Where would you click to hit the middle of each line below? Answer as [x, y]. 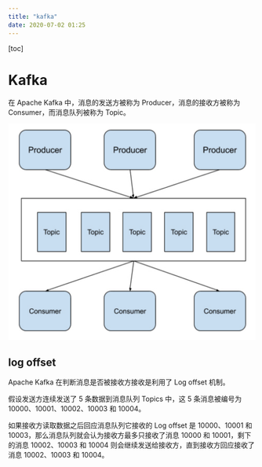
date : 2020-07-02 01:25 [47, 25]
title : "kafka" [33, 17]
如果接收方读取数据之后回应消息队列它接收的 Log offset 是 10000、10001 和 [130, 425]
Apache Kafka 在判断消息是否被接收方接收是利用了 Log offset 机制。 [119, 382]
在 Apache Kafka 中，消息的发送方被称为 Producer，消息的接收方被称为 [124, 103]
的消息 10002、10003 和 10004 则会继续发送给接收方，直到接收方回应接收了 [131, 445]
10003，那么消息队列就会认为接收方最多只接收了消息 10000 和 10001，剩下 [130, 436]
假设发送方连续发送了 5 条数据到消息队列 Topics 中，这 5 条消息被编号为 [125, 399]
